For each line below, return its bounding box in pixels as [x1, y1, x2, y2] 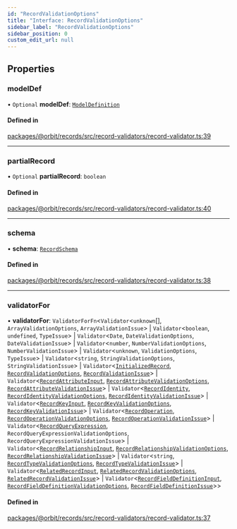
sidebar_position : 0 [7, 30, 68, 37]
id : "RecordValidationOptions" [7, 10, 99, 18]
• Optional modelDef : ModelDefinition [7, 100, 120, 108]
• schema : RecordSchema [7, 244, 78, 253]
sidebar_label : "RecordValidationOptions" [7, 23, 134, 30]
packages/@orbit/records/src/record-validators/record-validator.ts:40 [7, 204, 212, 213]
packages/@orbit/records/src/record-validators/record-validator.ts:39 [7, 132, 212, 141]
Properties [7, 63, 55, 75]
